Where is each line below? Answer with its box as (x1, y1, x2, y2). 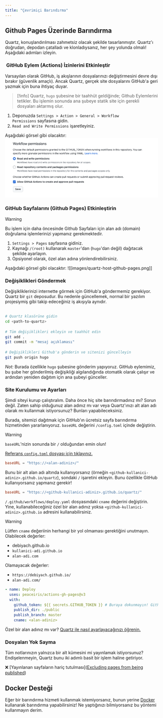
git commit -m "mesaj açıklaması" (5, 340, 75, 344)
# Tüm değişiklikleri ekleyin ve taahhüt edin (5, 329, 101, 334)
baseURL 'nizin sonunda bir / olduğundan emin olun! (5, 441, 107, 447)
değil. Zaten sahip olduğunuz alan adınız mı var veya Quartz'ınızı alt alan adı (5, 402, 157, 409)
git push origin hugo (5, 355, 49, 360)
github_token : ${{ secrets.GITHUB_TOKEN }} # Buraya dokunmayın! (14, 602, 149, 607)
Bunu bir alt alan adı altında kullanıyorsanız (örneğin (5, 470, 108, 475)
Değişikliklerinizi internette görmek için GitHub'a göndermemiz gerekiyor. (5, 288, 151, 294)
